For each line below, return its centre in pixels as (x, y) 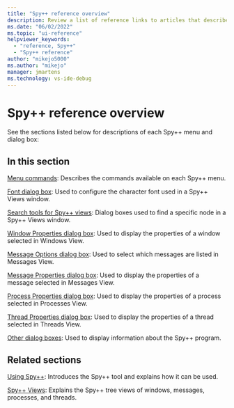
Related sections (44, 360)
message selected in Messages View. (61, 283)
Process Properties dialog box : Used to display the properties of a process (114, 296)
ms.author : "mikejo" (37, 65)
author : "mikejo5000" (39, 59)
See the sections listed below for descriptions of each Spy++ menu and (110, 132)
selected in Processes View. (48, 304)
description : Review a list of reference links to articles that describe (118, 20)
